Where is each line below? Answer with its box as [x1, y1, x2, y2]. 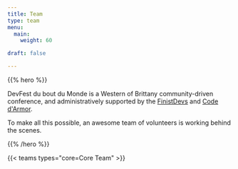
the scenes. [7, 126, 42, 134]
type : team [7, 17, 40, 24]
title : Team [7, 10, 43, 18]
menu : [7, 24, 24, 31]
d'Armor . [7, 105, 33, 113]
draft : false [7, 50, 46, 57]
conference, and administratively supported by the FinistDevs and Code [7, 97, 219, 106]
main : [14, 30, 31, 38]
